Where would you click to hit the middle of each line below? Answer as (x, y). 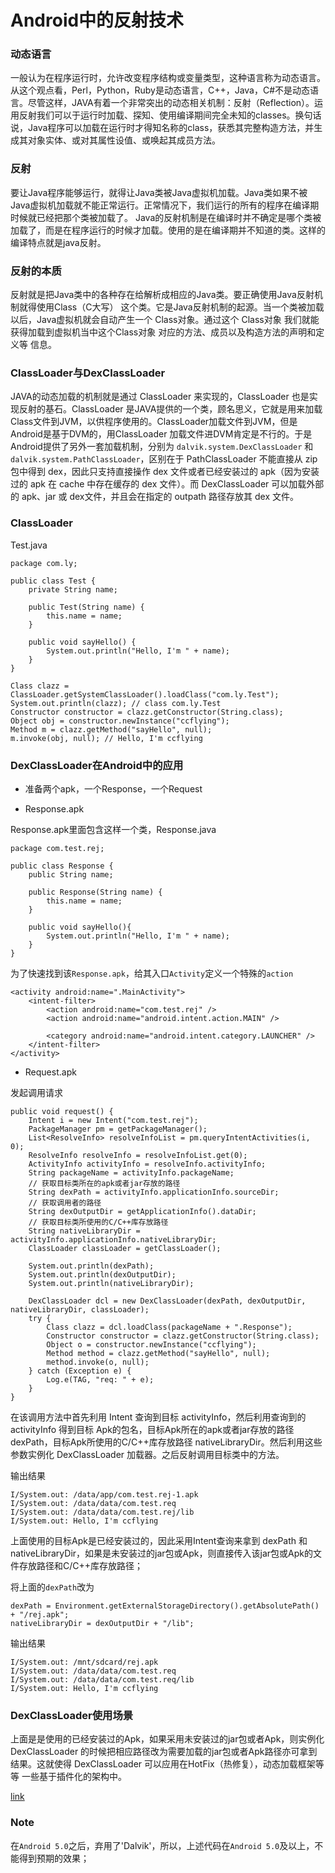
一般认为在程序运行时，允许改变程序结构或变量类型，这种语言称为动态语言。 (168, 78)
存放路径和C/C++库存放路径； (81, 1565)
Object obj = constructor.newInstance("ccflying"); (120, 721)
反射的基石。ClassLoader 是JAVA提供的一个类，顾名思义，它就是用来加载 (170, 409)
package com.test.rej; (57, 848)
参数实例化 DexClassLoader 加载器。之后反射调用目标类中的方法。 (147, 1454)
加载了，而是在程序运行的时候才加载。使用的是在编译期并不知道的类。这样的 (168, 230)
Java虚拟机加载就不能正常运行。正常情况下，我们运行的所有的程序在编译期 (165, 205)
